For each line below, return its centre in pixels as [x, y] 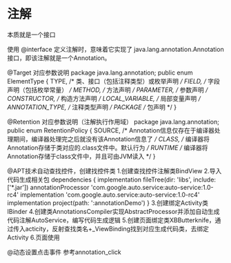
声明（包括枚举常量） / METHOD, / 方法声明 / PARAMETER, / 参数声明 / [108, 90]
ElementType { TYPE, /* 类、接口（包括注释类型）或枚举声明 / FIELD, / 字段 [114, 81]
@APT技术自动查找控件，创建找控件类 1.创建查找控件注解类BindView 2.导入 [114, 171]
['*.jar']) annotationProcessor [48, 187]
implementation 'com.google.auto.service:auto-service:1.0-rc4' [110, 195]
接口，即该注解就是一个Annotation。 [59, 58]
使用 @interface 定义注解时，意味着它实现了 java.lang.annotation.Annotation [115, 49]
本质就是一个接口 [31, 35]
